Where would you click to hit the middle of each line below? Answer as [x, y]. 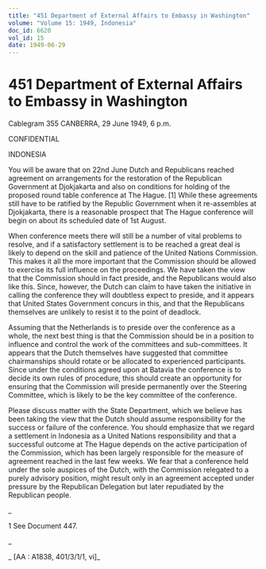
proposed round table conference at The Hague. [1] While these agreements [133, 195]
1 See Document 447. [43, 526]
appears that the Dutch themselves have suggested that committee [118, 353]
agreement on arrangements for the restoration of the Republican [115, 178]
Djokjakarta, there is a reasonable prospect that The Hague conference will [131, 212]
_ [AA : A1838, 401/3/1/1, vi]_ [54, 557]
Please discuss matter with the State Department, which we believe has [125, 411]
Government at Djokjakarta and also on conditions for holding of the [119, 187]
